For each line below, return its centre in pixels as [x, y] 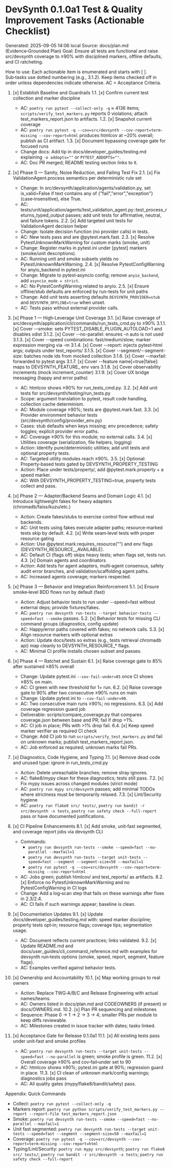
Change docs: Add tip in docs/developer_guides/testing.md [83, 151]
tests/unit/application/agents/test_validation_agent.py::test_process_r [94, 209]
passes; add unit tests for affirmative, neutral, [113, 215]
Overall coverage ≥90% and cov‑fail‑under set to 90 [76, 1062]
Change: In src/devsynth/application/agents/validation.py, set [85, 188]
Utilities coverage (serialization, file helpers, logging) [76, 442]
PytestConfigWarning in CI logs [54, 888]
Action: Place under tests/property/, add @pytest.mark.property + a [92, 469]
